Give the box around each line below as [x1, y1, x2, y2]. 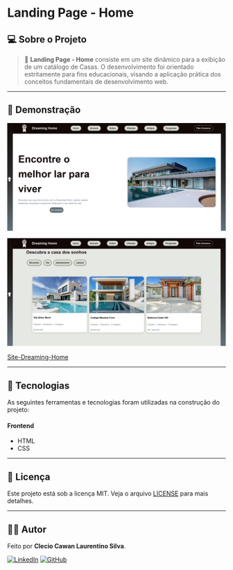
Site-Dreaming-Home [7, 353, 69, 361]
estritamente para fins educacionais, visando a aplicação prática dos [24, 70, 221, 78]
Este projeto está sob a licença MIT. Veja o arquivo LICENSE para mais [7, 489, 209, 498]
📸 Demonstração [7, 104, 81, 116]
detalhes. [7, 497, 34, 505]
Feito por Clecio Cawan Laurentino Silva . [7, 542, 126, 551]
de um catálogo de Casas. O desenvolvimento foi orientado [24, 63, 194, 71]
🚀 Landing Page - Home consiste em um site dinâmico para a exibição [24, 56, 225, 63]
